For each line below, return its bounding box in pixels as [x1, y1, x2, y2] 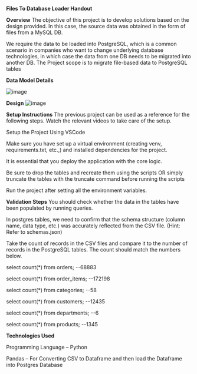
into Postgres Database [6, 362, 63, 368]
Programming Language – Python [6, 344, 87, 350]
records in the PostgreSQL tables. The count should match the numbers [6, 246, 181, 253]
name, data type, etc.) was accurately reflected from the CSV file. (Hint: [6, 222, 180, 229]
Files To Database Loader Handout [6, 5, 93, 12]
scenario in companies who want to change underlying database [6, 47, 164, 54]
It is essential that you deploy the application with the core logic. [6, 158, 163, 164]
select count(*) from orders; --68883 [6, 264, 97, 270]
